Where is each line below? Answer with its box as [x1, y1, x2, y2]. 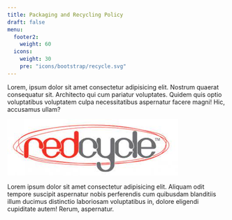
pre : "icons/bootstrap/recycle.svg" [20, 63, 127, 70]
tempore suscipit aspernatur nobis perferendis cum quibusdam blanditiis [7, 189, 217, 198]
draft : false [7, 18, 45, 26]
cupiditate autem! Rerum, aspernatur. [7, 205, 114, 213]
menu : [7, 26, 23, 33]
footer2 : [13, 34, 39, 41]
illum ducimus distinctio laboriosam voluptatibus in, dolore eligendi [7, 197, 199, 205]
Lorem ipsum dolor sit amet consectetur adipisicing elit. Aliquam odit [7, 182, 205, 191]
